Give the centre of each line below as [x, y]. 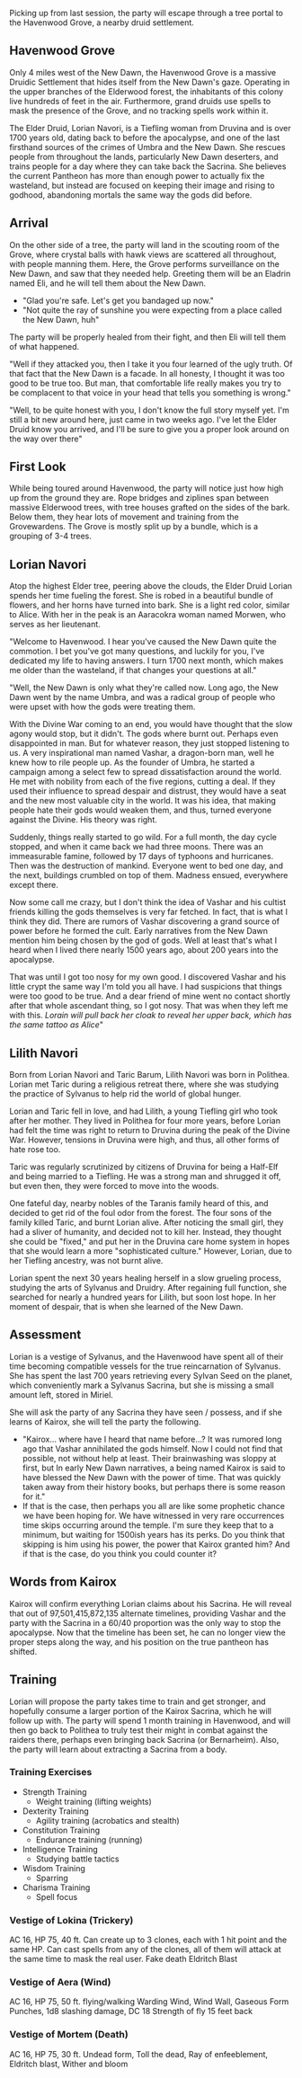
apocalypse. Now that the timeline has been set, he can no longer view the [147, 1632]
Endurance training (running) [89, 1839]
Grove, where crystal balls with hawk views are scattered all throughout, [143, 254]
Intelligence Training [60, 1849]
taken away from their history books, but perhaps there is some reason [154, 1487]
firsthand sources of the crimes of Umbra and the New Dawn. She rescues [147, 147]
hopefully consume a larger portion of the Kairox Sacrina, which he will [141, 1710]
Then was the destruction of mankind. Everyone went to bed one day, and [147, 866]
